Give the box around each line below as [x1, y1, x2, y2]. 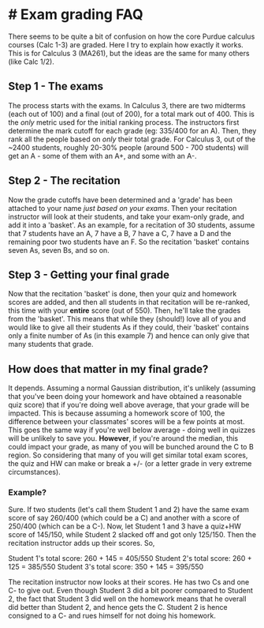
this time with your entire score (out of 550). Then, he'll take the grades [8, 306, 241, 315]
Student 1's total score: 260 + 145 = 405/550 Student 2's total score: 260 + [8, 554, 252, 563]
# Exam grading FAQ [8, 6, 143, 24]
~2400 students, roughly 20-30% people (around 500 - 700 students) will [8, 142, 249, 152]
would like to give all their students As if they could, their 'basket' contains [8, 322, 250, 333]
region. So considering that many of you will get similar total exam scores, [8, 450, 248, 460]
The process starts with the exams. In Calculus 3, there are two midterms [8, 100, 246, 110]
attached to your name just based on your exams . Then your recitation [8, 203, 237, 212]
